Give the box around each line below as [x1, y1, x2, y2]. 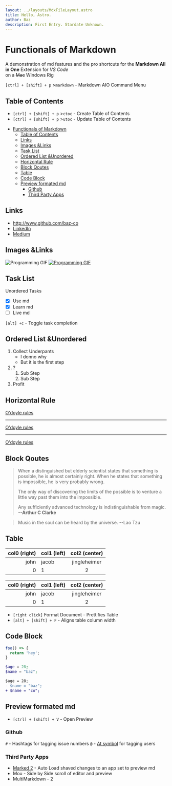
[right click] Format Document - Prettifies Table [12, 611, 119, 617]
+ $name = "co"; [5, 688, 40, 693]
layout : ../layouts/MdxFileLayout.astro [5, 7, 93, 13]
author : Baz [5, 17, 31, 22]
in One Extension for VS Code [5, 66, 69, 72]
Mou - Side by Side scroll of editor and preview [12, 771, 113, 777]
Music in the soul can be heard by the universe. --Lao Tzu [17, 520, 141, 526]
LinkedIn [12, 225, 31, 231]
